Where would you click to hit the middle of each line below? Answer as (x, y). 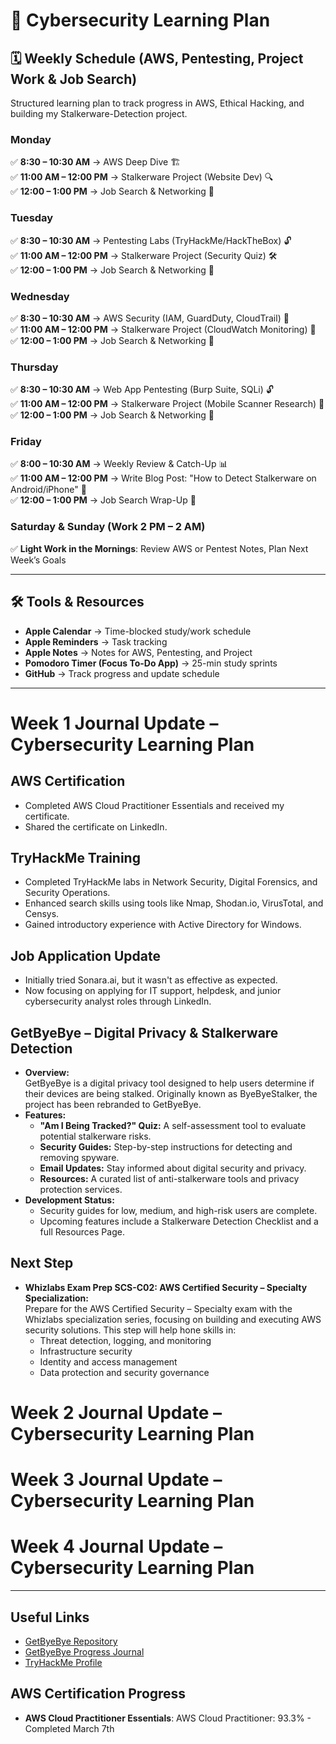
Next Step (42, 1263)
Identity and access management (108, 1361)
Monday (31, 139)
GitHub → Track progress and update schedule (122, 673)
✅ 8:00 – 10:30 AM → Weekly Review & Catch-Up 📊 (119, 464)
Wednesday (40, 296)
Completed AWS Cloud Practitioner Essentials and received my (154, 805)
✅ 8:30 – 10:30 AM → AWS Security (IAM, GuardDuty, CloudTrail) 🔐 (150, 318)
